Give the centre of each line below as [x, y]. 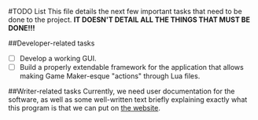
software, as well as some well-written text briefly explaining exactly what [128, 100]
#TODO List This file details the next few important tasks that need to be [125, 11]
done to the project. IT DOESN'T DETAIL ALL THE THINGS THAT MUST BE [129, 20]
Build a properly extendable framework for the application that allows [131, 67]
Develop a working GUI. [58, 58]
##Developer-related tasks [52, 43]
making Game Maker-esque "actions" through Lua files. [110, 76]
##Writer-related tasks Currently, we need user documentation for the [122, 91]
